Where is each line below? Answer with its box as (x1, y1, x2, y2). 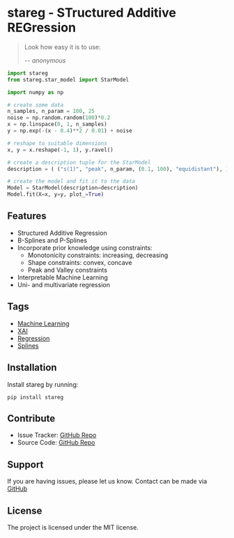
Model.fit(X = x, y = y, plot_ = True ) (7, 191, 104, 198)
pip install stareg (7, 394, 64, 401)
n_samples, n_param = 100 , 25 (7, 108, 95, 115)
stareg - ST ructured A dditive (7, 5, 176, 21)
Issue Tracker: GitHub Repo (17, 431, 97, 440)
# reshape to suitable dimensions (7, 139, 108, 147)
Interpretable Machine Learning (17, 273, 108, 282)
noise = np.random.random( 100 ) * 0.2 (7, 114, 111, 121)
